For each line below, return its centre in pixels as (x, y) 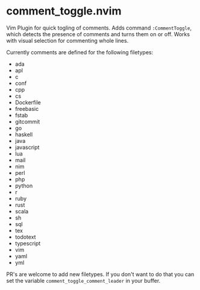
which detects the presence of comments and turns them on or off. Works (98, 34)
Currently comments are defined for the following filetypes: (80, 52)
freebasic (27, 109)
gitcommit (27, 121)
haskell (24, 134)
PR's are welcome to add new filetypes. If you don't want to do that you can (100, 274)
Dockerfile (28, 102)
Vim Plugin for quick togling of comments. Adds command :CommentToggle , (99, 28)
